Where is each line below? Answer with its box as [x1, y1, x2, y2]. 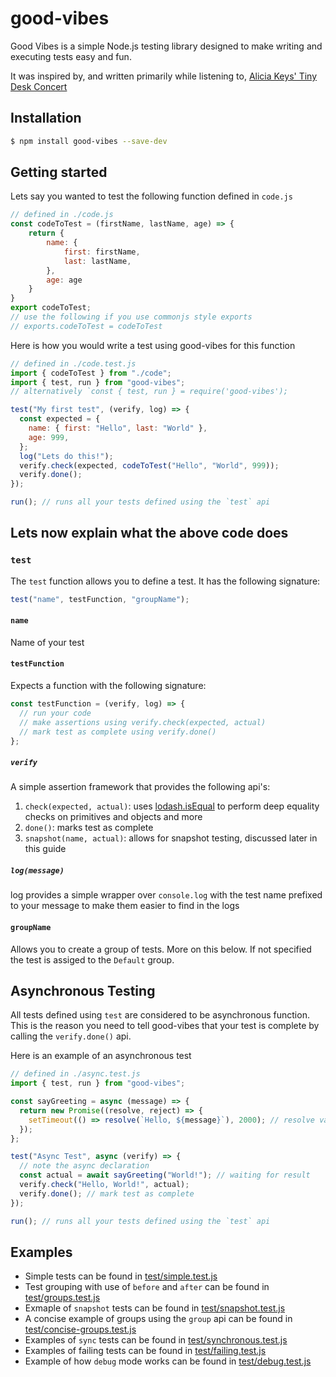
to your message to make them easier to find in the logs [10, 900, 240, 912]
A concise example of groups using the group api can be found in [24, 1313, 293, 1325]
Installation [10, 110, 82, 127]
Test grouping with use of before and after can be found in [24, 1281, 270, 1293]
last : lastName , [63, 256, 132, 266]
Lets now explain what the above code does [10, 525, 289, 542]
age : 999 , [28, 432, 70, 442]
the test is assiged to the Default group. [10, 953, 175, 966]
